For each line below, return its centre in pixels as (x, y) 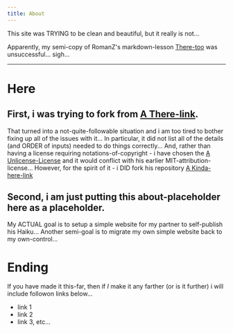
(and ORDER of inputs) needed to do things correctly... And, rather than (109, 146)
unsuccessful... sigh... (38, 54)
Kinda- (201, 168)
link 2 (25, 315)
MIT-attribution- (188, 160)
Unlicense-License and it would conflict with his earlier (86, 160)
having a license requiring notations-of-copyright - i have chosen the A (109, 153)
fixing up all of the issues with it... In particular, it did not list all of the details (115, 138)
